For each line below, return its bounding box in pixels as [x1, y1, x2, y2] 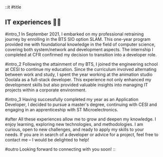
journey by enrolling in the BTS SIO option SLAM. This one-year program [5, 36, 151, 42]
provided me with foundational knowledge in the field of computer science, [5, 41, 156, 47]
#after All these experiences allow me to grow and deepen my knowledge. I [5, 116, 157, 122]
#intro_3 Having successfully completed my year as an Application [5, 96, 139, 102]
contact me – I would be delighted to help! [5, 137, 89, 142]
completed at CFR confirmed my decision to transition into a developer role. [5, 52, 157, 57]
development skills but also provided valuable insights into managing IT [5, 82, 148, 87]
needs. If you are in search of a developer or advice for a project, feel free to [5, 131, 159, 138]
